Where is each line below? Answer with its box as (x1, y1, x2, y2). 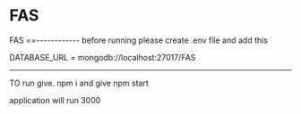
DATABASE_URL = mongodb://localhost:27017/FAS (9, 52, 196, 62)
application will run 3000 (9, 94, 101, 105)
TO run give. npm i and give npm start (9, 77, 150, 88)
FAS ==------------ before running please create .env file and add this (9, 35, 269, 45)
